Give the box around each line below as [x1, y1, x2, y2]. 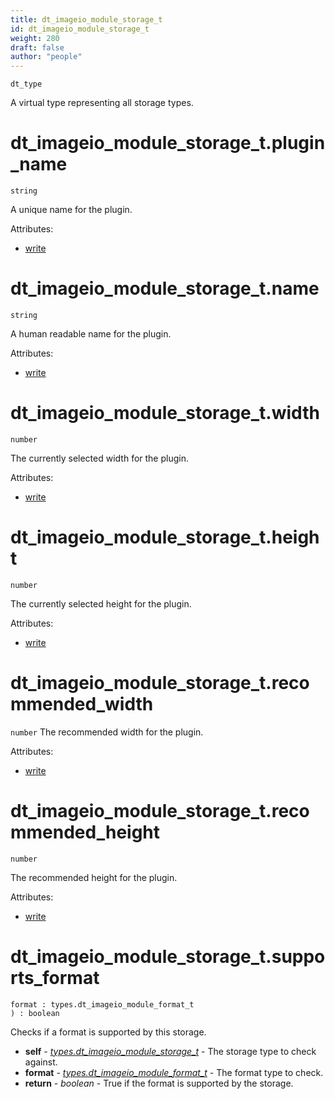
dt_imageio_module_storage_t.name [10, 277, 320, 300]
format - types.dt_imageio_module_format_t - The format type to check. [24, 1066, 324, 1078]
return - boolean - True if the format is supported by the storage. [24, 1077, 294, 1089]
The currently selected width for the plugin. [10, 452, 189, 464]
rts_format [10, 966, 100, 989]
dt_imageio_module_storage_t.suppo [10, 945, 326, 968]
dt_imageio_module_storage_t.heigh [10, 526, 320, 549]
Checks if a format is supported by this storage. [10, 1026, 207, 1038]
